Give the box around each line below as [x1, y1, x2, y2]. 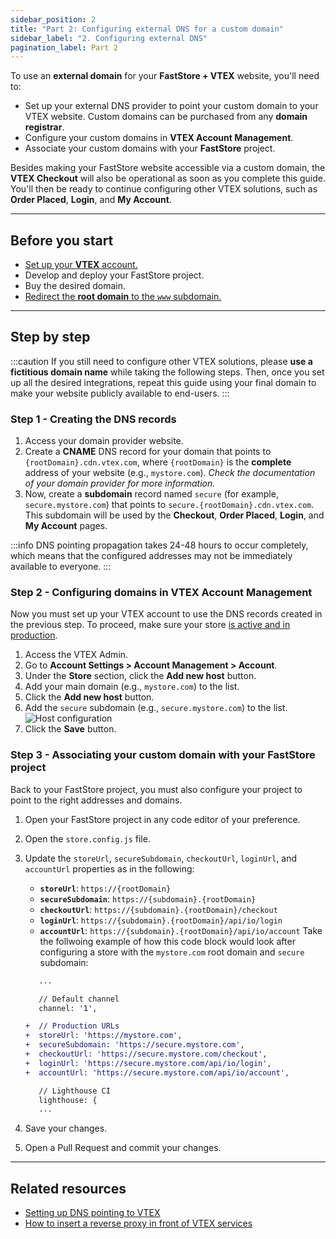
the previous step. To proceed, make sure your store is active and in [10, 619, 291, 631]
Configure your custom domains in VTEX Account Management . [24, 132, 294, 144]
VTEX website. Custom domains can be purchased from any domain [24, 111, 308, 123]
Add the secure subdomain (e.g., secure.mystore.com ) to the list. [24, 702, 288, 714]
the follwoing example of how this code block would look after [39, 935, 296, 947]
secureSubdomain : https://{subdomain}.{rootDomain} [39, 892, 257, 905]
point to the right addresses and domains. [10, 794, 183, 806]
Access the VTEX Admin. [24, 649, 129, 661]
